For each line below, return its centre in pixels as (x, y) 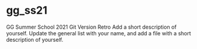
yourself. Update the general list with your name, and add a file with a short (98, 33)
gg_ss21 (27, 10)
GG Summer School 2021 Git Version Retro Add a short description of (92, 27)
